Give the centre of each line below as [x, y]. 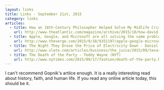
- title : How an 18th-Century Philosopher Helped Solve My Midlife [80, 28]
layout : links [20, 9]
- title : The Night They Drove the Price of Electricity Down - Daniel [84, 46]
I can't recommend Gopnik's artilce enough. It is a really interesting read [78, 73]
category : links [21, 18]
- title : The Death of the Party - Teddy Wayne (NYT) [65, 55]
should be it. [18, 84]
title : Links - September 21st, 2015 [43, 14]
